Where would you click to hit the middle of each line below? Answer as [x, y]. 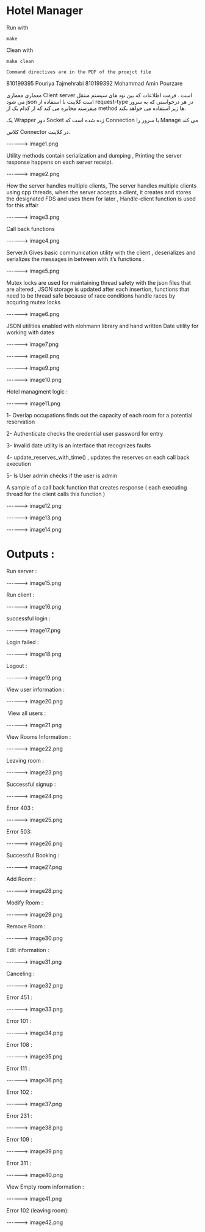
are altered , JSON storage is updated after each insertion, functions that [98, 289]
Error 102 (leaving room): [38, 1210]
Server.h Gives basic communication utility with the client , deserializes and [101, 252]
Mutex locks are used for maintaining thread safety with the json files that [99, 282]
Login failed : [23, 642]
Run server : [22, 571]
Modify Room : [25, 903]
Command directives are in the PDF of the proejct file [79, 72]
